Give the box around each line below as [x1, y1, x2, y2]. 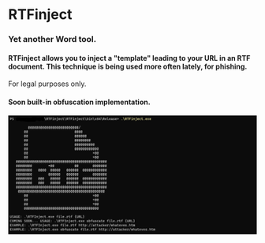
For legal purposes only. [8, 79, 87, 88]
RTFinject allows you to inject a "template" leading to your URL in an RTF [8, 53, 251, 62]
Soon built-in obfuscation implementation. [8, 97, 151, 107]
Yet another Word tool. [8, 34, 97, 45]
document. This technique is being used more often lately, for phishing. [8, 62, 248, 71]
